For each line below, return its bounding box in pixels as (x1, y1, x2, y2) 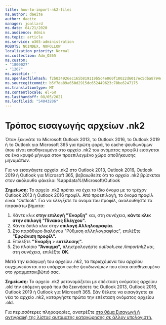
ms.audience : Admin (5, 30, 45, 35)
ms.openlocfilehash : (5, 76, 48, 81)
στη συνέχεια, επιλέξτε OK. (12, 249, 70, 255)
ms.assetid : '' (5, 72, 37, 76)
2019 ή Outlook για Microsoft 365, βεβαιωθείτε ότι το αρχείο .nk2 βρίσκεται (5, 172, 161, 178)
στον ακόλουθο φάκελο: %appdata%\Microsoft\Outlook (5, 178, 120, 183)
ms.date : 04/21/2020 (5, 26, 48, 31)
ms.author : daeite (5, 12, 43, 17)
